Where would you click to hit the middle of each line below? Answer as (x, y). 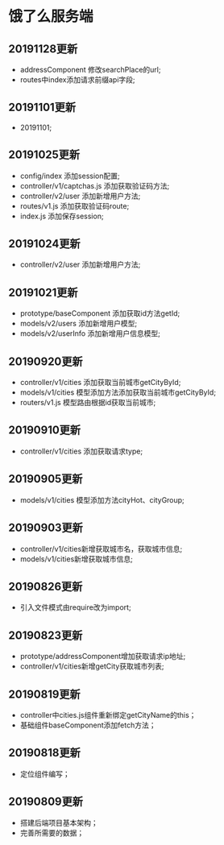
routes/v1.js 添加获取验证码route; (75, 205)
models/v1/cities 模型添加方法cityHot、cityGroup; (102, 499)
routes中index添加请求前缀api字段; (77, 80)
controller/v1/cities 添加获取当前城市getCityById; (100, 383)
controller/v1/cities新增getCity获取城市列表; (92, 666)
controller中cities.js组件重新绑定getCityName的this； (108, 715)
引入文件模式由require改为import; (75, 607)
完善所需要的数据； (52, 833)
